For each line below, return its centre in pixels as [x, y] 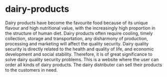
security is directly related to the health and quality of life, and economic [80, 49]
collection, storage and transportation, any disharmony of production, [77, 38]
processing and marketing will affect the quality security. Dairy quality [77, 43]
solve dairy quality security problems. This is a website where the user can [82, 59]
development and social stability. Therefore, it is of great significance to [79, 54]
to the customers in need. [32, 70]
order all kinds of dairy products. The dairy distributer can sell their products [84, 65]
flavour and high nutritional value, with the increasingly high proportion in [80, 28]
